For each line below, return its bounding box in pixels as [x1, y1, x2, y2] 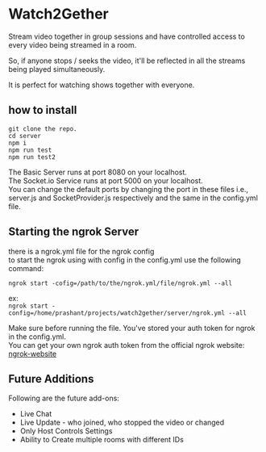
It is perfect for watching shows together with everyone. [8, 80, 195, 90]
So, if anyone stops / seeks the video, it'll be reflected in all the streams [8, 56, 246, 65]
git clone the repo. [8, 124, 78, 133]
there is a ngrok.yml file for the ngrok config [8, 246, 155, 256]
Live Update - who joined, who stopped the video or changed [19, 417, 225, 428]
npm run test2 [8, 153, 56, 161]
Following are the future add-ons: [8, 393, 119, 404]
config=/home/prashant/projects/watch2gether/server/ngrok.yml [8, 308, 226, 317]
